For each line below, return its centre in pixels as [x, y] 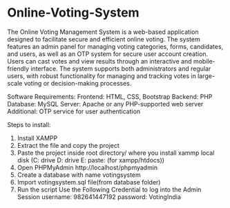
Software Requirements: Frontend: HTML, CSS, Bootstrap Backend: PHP [110, 96]
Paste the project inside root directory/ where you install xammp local [116, 153]
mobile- [204, 61]
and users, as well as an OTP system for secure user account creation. [108, 54]
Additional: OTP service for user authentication [74, 111]
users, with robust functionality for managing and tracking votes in [102, 76]
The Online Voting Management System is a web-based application [103, 32]
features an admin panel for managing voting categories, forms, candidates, [115, 46]
